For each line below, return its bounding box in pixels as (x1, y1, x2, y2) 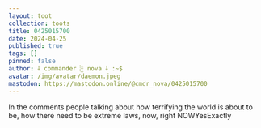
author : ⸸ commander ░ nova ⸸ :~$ (8, 65, 123, 73)
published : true (8, 42, 63, 50)
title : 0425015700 (8, 27, 70, 35)
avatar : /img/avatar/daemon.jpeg (8, 72, 121, 80)
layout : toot (8, 11, 53, 20)
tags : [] (8, 49, 38, 58)
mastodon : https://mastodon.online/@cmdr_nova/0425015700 (8, 79, 208, 87)
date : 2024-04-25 (8, 34, 67, 43)
